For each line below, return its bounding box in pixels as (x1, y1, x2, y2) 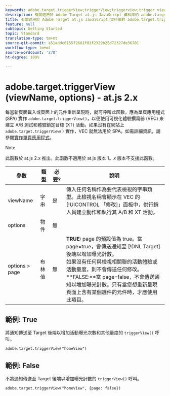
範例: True (5, 315, 37, 324)
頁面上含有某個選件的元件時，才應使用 (66, 289, 158, 296)
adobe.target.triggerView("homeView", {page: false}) (5, 385, 121, 391)
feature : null (5, 21, 35, 27)
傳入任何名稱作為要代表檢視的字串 (66, 186, 148, 193)
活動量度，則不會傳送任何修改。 (66, 266, 143, 273)
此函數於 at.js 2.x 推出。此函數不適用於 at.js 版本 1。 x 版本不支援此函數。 (5, 155, 157, 161)
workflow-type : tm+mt (5, 45, 51, 50)
